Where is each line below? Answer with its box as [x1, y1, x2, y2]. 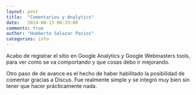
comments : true [6, 25, 44, 31]
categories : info [6, 36, 49, 42]
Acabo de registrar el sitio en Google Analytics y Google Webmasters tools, [6, 53, 191, 59]
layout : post [6, 8, 39, 15]
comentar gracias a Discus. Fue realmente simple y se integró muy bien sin [6, 76, 190, 83]
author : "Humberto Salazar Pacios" [6, 31, 94, 37]
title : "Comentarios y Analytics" [6, 14, 94, 20]
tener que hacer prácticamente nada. [6, 83, 97, 89]
